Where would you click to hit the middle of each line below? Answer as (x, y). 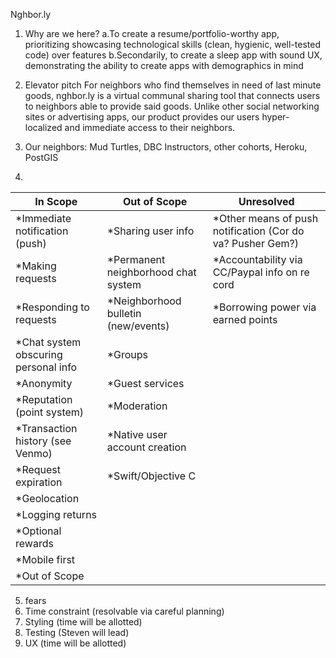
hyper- (275, 117)
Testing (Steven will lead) (77, 632)
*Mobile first (45, 559)
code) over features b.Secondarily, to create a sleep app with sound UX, (173, 55)
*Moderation (137, 406)
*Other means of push (265, 218)
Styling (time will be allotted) (83, 622)
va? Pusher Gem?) (255, 243)
